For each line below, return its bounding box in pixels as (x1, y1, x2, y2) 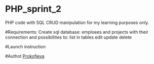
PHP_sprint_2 (5, 3, 62, 15)
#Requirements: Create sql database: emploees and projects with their (5, 29, 149, 35)
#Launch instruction (5, 43, 46, 49)
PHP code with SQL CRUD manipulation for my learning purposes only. (5, 20, 149, 25)
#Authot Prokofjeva (5, 53, 44, 59)
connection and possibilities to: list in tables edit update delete (5, 34, 132, 40)
